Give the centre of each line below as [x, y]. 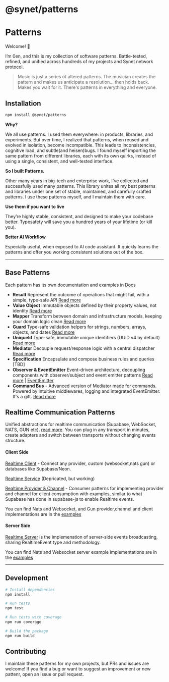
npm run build [20, 636]
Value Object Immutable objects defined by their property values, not [84, 305]
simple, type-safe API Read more [47, 300]
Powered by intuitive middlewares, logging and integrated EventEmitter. [87, 391]
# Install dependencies [30, 590]
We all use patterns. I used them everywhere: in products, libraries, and [79, 134]
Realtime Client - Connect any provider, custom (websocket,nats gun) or [80, 463]
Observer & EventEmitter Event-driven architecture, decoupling [79, 370]
